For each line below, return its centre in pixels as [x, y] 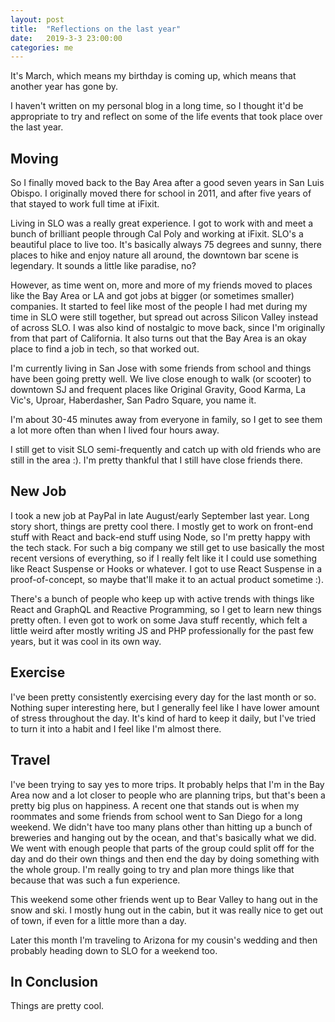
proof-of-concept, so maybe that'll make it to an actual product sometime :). [167, 579]
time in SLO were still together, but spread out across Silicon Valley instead [164, 317]
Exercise [38, 672]
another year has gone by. [64, 87]
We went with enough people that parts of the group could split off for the [162, 848]
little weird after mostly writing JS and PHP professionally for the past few [162, 630]
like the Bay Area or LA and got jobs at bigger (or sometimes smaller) [152, 296]
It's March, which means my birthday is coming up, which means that [153, 76]
